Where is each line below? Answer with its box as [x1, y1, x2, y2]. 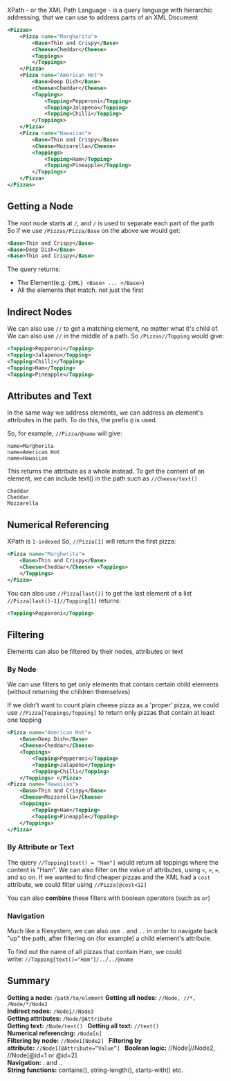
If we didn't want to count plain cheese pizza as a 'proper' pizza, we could [7, 701, 219, 709]
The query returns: [7, 265, 61, 273]
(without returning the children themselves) [7, 688, 131, 696]
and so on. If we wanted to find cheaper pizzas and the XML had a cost [7, 873, 211, 881]
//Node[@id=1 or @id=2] [7, 1050, 77, 1060]
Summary [7, 975, 50, 987]
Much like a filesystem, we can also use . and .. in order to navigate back [7, 927, 219, 935]
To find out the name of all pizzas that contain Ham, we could [7, 948, 182, 956]
